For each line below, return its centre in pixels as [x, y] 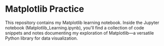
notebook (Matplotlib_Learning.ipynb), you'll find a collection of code [75, 27]
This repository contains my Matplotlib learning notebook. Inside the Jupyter [82, 23]
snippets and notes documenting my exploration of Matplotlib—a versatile [80, 33]
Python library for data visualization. [42, 38]
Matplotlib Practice [45, 9]
